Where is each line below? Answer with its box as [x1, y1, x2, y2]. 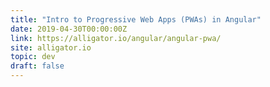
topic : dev [10, 52, 56, 62]
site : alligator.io [10, 42, 92, 53]
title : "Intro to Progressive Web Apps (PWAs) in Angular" [10, 14, 262, 25]
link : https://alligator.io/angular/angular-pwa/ [10, 33, 222, 43]
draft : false [10, 61, 65, 71]
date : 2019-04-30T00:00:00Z [10, 24, 128, 34]
